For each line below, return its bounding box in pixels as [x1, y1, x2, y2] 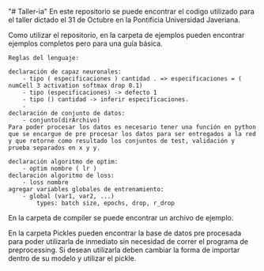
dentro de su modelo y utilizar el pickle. [8, 254, 137, 263]
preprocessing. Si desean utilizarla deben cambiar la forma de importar [8, 245, 240, 254]
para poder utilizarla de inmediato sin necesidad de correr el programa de [8, 237, 249, 246]
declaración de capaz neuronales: [8, 68, 123, 76]
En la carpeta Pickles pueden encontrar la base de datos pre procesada [8, 228, 242, 238]
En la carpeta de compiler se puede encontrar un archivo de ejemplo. [8, 213, 234, 222]
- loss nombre [22, 179, 69, 186]
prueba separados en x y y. [8, 144, 101, 152]
